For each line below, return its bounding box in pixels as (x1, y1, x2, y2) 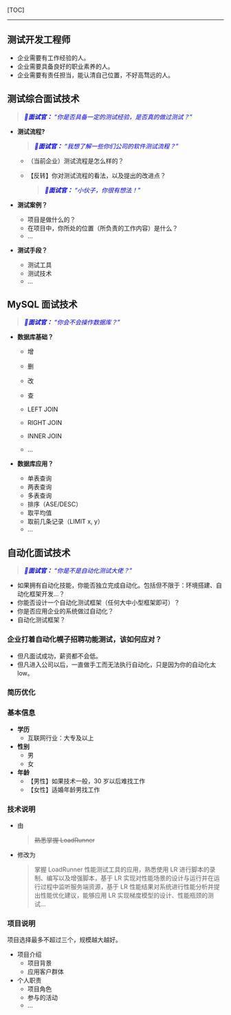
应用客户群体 (27, 967, 64, 976)
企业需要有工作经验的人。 (16, 53, 90, 61)
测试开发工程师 (7, 34, 71, 46)
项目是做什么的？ (27, 215, 76, 224)
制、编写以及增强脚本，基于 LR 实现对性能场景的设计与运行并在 (34, 874, 214, 883)
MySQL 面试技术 (7, 299, 78, 311)
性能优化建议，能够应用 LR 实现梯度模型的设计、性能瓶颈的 (40, 891, 208, 900)
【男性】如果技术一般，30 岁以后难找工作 (27, 776, 146, 785)
